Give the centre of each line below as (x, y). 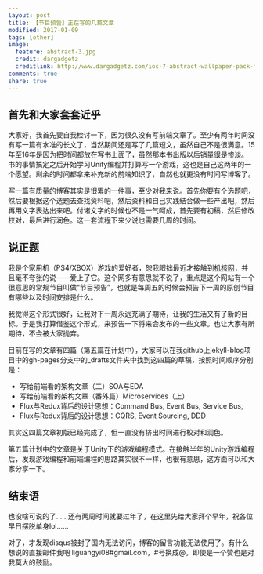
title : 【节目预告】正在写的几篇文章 (61, 23)
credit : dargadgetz (47, 60)
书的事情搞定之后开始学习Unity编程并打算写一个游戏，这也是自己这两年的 (126, 165)
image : (19, 45)
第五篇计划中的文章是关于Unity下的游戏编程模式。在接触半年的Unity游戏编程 (131, 449)
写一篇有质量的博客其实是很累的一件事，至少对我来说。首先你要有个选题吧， (131, 191)
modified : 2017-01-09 (43, 30)
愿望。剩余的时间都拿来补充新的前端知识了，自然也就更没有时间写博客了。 (135, 174)
